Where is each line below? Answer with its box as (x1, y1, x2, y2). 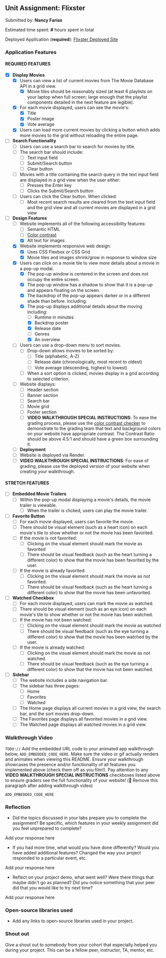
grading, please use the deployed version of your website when (19, 463, 150, 469)
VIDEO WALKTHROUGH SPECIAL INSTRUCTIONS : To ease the (27, 415, 157, 420)
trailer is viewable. (19, 502, 57, 508)
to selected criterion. (27, 376, 70, 382)
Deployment (19, 447, 46, 452)
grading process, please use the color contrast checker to (27, 420, 146, 426)
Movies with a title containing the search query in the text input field (19, 171, 159, 177)
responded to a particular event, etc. (12, 855, 87, 861)
